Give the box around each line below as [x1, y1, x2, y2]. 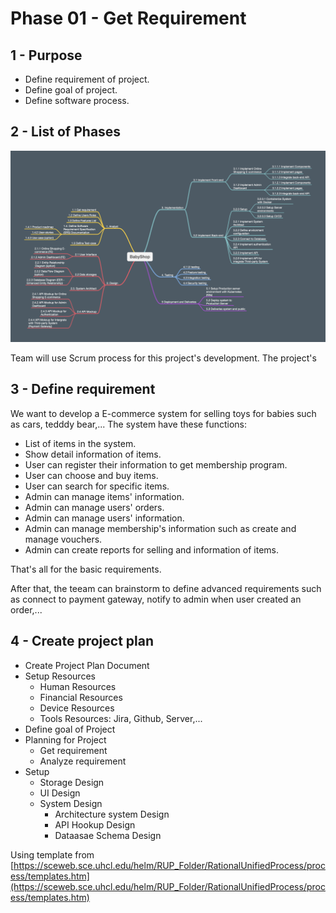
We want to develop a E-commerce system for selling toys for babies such [10, 407, 317, 419]
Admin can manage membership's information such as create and [24, 522, 297, 534]
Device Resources [39, 702, 115, 714]
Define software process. [24, 95, 130, 106]
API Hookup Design [54, 818, 136, 831]
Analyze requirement [39, 755, 127, 767]
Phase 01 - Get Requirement [10, 7, 247, 30]
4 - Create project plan [10, 633, 154, 650]
